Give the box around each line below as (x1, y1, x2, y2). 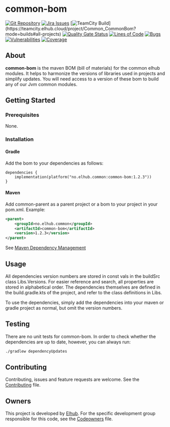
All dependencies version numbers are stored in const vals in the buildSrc (5, 273, 160, 279)
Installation (5, 136, 34, 143)
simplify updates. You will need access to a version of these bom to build (5, 75, 159, 82)
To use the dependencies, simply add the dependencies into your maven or (5, 299, 164, 306)
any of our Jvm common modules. (5, 81, 78, 87)
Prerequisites (5, 111, 39, 118)
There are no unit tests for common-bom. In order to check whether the (5, 333, 156, 339)
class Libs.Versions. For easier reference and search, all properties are (5, 278, 154, 284)
